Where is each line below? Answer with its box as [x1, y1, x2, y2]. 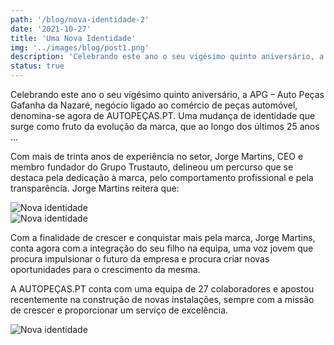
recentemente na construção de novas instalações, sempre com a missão [10, 294, 315, 305]
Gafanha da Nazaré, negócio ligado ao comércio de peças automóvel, [10, 99, 298, 111]
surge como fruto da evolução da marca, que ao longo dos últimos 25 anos [10, 121, 320, 132]
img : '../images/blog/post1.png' [10, 42, 150, 53]
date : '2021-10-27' [10, 24, 92, 34]
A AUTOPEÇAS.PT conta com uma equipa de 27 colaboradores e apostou [10, 283, 315, 295]
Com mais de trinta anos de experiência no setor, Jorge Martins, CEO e [10, 151, 304, 162]
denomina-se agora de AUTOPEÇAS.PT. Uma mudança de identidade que [10, 110, 316, 121]
